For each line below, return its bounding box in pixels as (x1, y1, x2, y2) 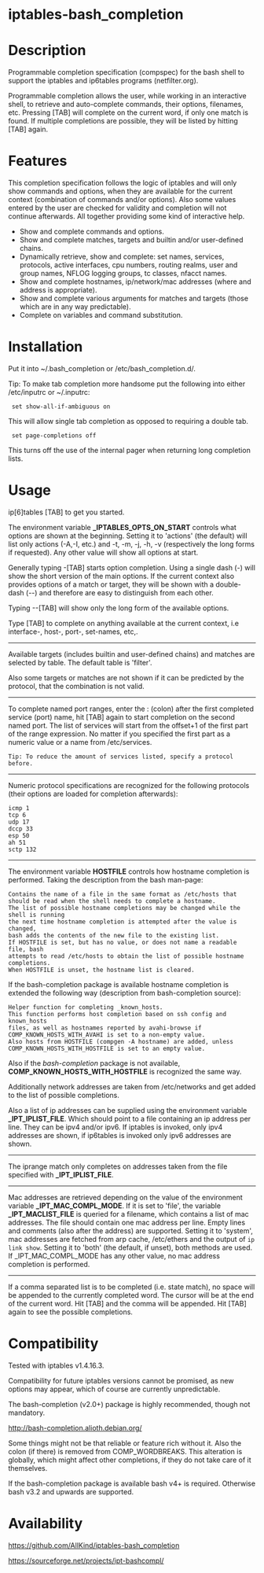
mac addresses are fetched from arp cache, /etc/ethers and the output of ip (8, 1234, 255, 1243)
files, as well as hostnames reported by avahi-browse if (8, 1024, 202, 1032)
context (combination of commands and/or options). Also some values (8, 195, 236, 204)
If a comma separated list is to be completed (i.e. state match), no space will (8, 1282, 255, 1291)
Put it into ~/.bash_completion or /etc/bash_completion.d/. (8, 364, 196, 373)
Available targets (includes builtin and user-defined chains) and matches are (8, 649, 255, 658)
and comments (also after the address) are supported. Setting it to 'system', (8, 1225, 254, 1236)
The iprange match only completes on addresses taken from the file (8, 1162, 228, 1171)
